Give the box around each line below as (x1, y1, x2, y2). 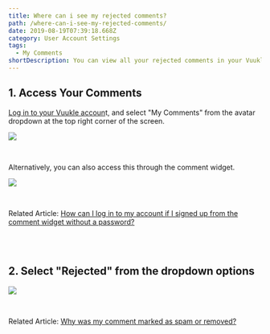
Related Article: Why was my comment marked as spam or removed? (8, 316, 237, 326)
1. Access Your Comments (8, 86, 142, 100)
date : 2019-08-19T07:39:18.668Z (8, 26, 117, 35)
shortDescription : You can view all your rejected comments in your (8, 57, 243, 65)
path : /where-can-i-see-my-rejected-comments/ (8, 19, 167, 27)
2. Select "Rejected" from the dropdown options (8, 264, 256, 278)
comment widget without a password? (8, 217, 135, 226)
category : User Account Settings (8, 34, 121, 43)
